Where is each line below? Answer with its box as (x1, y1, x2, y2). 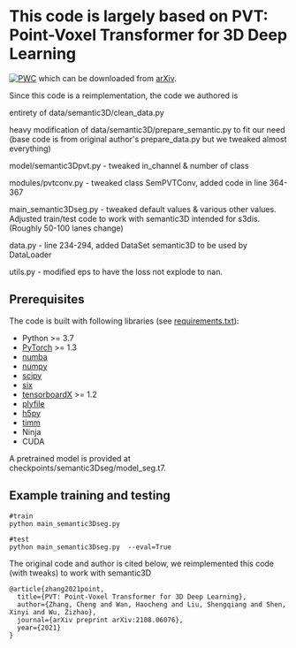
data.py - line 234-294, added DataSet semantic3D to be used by (9, 240, 247, 250)
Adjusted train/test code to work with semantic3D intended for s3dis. (9, 213, 261, 224)
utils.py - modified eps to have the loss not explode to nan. (9, 266, 224, 277)
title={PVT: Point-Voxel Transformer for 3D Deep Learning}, (17, 592, 247, 601)
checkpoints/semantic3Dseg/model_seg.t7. (9, 462, 166, 473)
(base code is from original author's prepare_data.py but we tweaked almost (9, 133, 287, 144)
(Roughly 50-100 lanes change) (9, 223, 124, 233)
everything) (9, 143, 51, 154)
